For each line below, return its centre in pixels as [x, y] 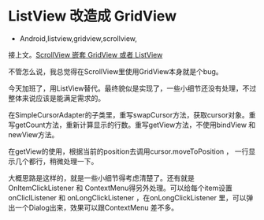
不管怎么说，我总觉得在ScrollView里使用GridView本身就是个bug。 [115, 71]
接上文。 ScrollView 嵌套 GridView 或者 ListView [86, 54]
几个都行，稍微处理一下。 [56, 161]
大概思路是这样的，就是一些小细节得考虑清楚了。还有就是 [101, 177]
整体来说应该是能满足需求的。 [56, 98]
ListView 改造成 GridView [93, 16]
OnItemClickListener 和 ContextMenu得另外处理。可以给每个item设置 [120, 188]
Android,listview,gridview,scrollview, [78, 38]
